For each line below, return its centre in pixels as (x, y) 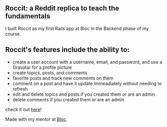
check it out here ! (23, 109)
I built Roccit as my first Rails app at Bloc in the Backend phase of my (77, 28)
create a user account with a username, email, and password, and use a (87, 62)
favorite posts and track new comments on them (63, 78)
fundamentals (28, 16)
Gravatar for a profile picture (42, 67)
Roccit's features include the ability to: (67, 50)
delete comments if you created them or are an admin (68, 99)
